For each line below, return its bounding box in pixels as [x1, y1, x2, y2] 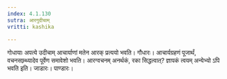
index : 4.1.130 [7, 10, 52, 17]
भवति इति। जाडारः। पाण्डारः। [7, 64, 74, 73]
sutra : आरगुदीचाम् [7, 17, 50, 24]
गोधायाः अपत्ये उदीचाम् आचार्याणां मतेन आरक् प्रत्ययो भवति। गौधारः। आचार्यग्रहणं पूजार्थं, [7, 48, 196, 57]
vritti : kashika [7, 23, 54, 30]
